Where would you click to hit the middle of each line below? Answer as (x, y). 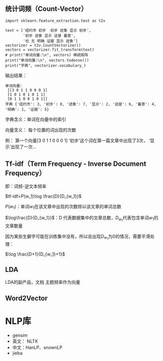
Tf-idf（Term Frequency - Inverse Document (76, 164)
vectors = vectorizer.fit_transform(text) (50, 50)
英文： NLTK (25, 341)
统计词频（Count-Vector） (46, 9)
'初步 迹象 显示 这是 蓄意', (49, 36)
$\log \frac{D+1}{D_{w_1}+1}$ (35, 254)
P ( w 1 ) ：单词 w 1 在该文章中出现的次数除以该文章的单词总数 (63, 207)
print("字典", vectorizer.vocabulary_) (46, 65)
